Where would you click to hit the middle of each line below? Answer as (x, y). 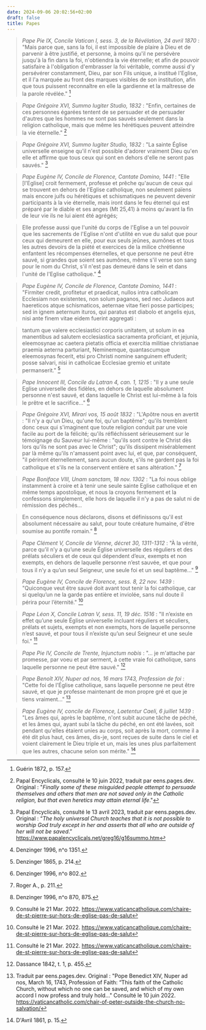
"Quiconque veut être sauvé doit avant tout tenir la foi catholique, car (109, 588)
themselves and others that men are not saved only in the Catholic (100, 793)
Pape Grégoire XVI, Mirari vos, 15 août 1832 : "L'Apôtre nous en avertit (110, 414)
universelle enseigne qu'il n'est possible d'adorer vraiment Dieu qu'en (110, 151)
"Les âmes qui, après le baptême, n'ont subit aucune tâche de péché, (109, 717)
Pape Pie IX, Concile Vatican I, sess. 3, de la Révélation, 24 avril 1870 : (111, 41)
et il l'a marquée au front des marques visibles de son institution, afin (109, 79)
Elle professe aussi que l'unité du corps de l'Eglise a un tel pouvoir (105, 227)
